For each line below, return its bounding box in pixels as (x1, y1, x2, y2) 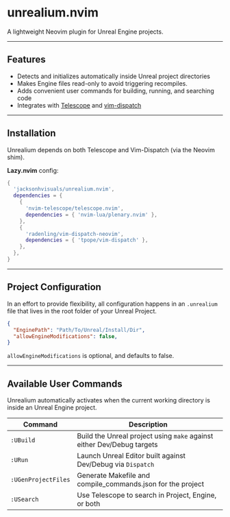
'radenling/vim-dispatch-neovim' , (25, 230, 125, 237)
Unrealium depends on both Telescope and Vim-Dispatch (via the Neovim (7, 145, 216, 154)
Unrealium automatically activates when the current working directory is (7, 396, 211, 405)
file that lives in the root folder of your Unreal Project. (7, 306, 157, 315)
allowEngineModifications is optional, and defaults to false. (7, 352, 175, 360)
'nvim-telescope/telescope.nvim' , (25, 205, 125, 212)
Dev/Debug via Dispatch (77, 459, 155, 469)
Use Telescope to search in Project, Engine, (77, 490, 217, 500)
